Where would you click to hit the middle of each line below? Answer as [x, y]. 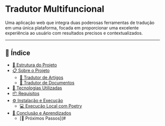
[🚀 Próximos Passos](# [43, 118]
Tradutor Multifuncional [55, 9]
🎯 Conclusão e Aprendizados [41, 113]
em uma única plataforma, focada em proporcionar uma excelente [72, 27]
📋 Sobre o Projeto [31, 70]
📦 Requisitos [26, 93]
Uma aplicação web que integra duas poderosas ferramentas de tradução [80, 23]
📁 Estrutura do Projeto [35, 65]
